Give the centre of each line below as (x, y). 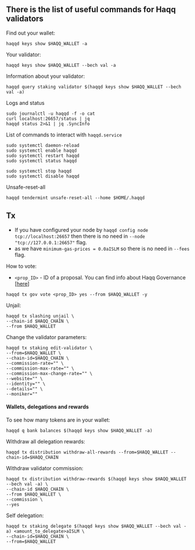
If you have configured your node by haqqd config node (81, 230)
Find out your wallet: (31, 33)
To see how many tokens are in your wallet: (58, 420)
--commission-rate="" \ (35, 363)
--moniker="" (22, 394)
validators (25, 19)
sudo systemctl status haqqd (41, 160)
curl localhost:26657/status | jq (48, 119)
